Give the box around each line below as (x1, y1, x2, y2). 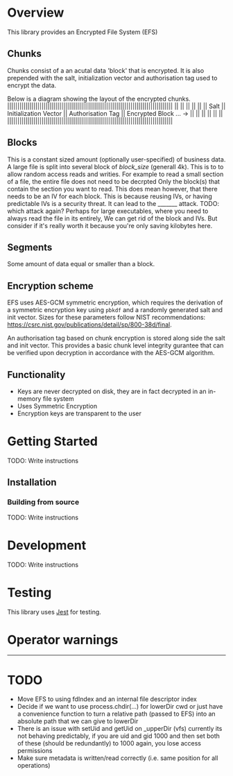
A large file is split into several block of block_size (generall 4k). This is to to (7, 162, 224, 171)
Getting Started (7, 433, 98, 449)
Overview (7, 5, 64, 21)
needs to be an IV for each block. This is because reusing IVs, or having (7, 192, 213, 200)
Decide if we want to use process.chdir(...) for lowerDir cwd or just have (17, 702, 223, 711)
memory (17, 395, 42, 403)
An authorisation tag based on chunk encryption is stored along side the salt (7, 334, 225, 343)
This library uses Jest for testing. (7, 607, 102, 616)
